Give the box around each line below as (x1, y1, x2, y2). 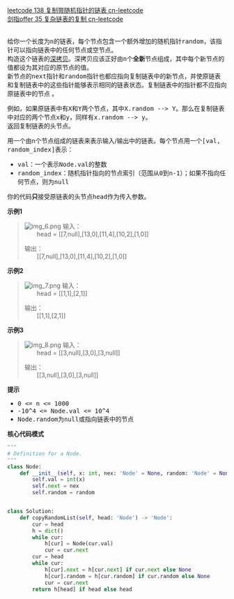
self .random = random (32, 489, 95, 496)
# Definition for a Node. (7, 450, 82, 457)
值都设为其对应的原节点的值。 (7, 64, 93, 71)
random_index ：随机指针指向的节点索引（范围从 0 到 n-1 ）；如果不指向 (17, 169, 220, 177)
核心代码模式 (7, 430, 44, 438)
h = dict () (32, 527, 64, 534)
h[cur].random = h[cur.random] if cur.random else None (44, 572, 210, 579)
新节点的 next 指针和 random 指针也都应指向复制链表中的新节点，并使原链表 (7, 72, 221, 80)
